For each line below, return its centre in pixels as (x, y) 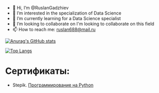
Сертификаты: (38, 71)
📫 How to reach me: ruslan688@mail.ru (54, 29)
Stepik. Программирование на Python (53, 85)
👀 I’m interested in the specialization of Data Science (67, 13)
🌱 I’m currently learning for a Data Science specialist (67, 18)
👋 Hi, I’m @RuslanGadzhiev (40, 8)
